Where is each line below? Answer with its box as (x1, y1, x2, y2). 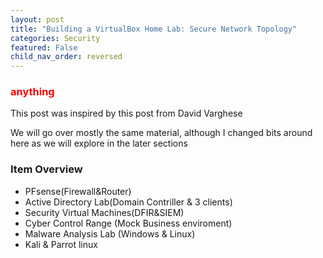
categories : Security (10, 33, 101, 43)
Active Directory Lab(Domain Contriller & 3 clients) (24, 196, 233, 208)
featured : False (10, 42, 78, 53)
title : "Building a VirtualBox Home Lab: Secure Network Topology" (10, 24, 298, 34)
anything (10, 85, 55, 99)
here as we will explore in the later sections (10, 137, 188, 150)
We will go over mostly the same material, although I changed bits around (10, 127, 313, 139)
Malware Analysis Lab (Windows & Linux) (24, 227, 196, 240)
